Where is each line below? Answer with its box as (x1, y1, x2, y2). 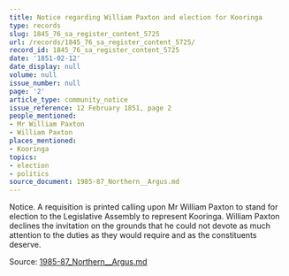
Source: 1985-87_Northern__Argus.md (9, 257, 148, 267)
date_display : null (9, 63, 81, 72)
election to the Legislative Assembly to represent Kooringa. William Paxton (9, 211, 280, 222)
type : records (9, 21, 62, 30)
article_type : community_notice (9, 95, 128, 104)
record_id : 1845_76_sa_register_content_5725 (9, 46, 179, 55)
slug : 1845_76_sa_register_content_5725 (9, 29, 161, 38)
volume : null (9, 71, 57, 80)
